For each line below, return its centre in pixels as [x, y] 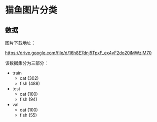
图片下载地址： [20, 43]
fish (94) [28, 99]
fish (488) [30, 83]
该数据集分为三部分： [27, 63]
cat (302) [29, 78]
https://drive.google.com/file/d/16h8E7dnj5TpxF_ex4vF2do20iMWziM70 [78, 53]
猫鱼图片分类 [31, 10]
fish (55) [28, 115]
